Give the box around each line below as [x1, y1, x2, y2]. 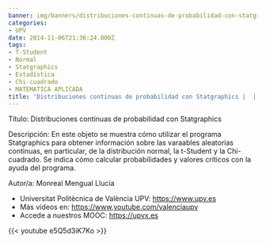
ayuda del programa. [8, 163, 77, 173]
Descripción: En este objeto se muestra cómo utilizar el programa [8, 130, 222, 139]
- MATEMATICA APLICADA [8, 85, 83, 93]
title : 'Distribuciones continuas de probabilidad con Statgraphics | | [8, 93, 257, 101]
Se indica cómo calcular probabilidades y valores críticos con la [43, 155, 252, 165]
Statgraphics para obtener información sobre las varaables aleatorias [8, 138, 234, 147]
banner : [8, 11, 34, 20]
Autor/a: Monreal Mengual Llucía [8, 179, 115, 188]
